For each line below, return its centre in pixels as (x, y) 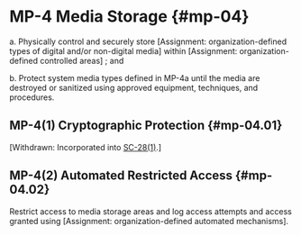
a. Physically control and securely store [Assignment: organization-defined (148, 41)
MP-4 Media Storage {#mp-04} (129, 17)
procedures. (32, 97)
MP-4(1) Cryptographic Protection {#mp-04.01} (146, 126)
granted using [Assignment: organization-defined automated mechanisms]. (149, 221)
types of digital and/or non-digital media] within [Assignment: (123, 50)
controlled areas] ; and (82, 60)
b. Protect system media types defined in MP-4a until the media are (135, 77)
